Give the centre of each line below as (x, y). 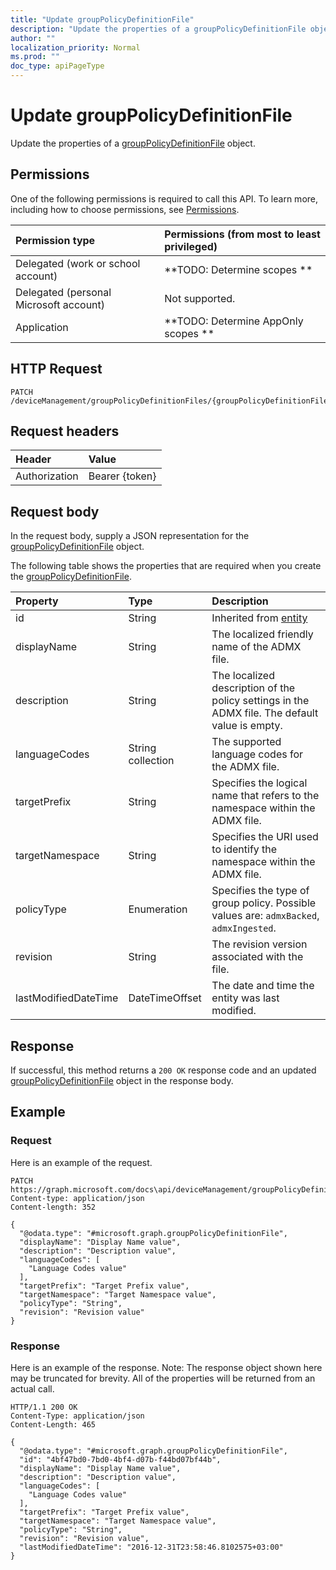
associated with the (257, 957)
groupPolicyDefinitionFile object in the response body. (122, 1080)
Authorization (47, 476)
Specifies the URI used (265, 837)
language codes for (257, 754)
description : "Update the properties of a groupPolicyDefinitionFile (158, 29)
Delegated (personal (63, 292)
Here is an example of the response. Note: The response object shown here (166, 1367)
